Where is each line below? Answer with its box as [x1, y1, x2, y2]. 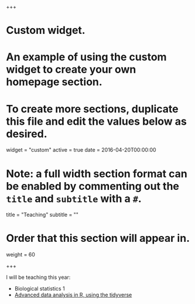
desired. [6, 127, 47, 141]
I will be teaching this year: [6, 274, 71, 281]
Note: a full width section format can [6, 167, 187, 180]
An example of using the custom [6, 50, 167, 64]
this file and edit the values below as [6, 115, 187, 128]
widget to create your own [6, 63, 136, 76]
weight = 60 [6, 251, 35, 258]
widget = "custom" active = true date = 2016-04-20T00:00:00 [6, 146, 156, 153]
